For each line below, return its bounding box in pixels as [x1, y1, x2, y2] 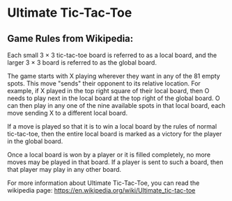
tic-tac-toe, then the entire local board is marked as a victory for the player [7, 130, 222, 138]
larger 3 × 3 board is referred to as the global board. [7, 58, 157, 67]
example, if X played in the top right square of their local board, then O [7, 87, 210, 95]
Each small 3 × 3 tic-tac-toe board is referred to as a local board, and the [7, 51, 217, 59]
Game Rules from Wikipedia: [7, 33, 134, 45]
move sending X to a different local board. [7, 109, 127, 117]
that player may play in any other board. [7, 166, 122, 173]
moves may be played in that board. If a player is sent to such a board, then [7, 158, 224, 166]
